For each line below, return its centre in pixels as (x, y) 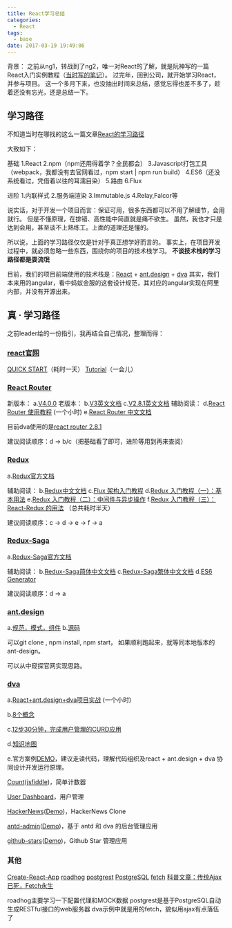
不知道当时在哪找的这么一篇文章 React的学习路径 (76, 134)
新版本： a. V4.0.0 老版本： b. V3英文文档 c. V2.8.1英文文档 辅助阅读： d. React (116, 403)
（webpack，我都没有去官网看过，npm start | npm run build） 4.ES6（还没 (114, 172)
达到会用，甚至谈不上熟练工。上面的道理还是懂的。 (80, 227)
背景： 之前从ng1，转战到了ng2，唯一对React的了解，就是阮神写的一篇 (108, 66)
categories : (24, 20)
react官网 (23, 353)
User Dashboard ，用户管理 (46, 797)
